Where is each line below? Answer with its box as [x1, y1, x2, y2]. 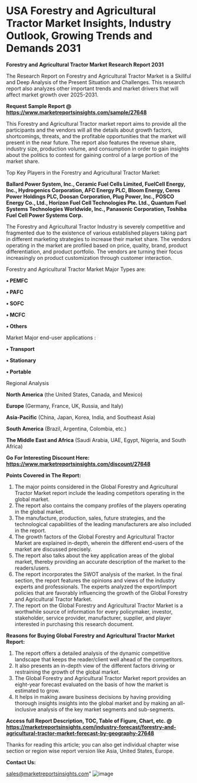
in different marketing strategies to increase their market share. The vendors [6, 235, 191, 242]
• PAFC [6, 288, 24, 295]
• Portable [6, 368, 31, 375]
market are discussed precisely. [14, 546, 92, 553]
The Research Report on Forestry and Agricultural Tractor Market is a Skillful [6, 72, 191, 79]
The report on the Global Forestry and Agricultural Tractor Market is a [14, 601, 183, 609]
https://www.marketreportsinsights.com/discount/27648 [6, 460, 151, 467]
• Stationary [6, 357, 36, 364]
